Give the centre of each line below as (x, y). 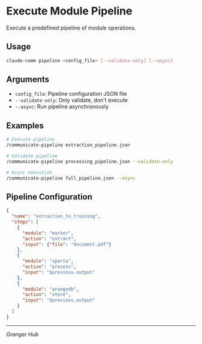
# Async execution (29, 172)
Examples (25, 126)
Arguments (28, 80)
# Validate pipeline (32, 156)
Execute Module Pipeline (69, 11)
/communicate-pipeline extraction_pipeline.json (68, 145)
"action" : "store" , (46, 295)
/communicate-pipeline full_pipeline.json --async (71, 178)
